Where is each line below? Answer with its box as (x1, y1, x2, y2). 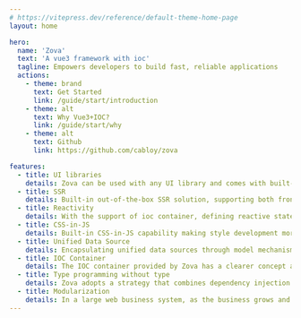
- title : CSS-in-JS (17, 220, 90, 229)
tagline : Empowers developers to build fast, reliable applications (17, 63, 279, 72)
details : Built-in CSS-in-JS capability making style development (25, 228, 279, 237)
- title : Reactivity (17, 203, 94, 213)
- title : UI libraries (17, 170, 102, 179)
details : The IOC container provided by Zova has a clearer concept (25, 262, 287, 271)
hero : (9, 38, 30, 47)
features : (9, 162, 47, 171)
